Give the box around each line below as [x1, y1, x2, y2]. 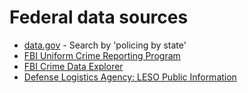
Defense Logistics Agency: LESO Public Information [23, 71, 237, 83]
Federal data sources [9, 6, 189, 29]
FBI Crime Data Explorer [23, 60, 124, 72]
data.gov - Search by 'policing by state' [23, 39, 187, 51]
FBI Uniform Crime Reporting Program [23, 49, 181, 61]
